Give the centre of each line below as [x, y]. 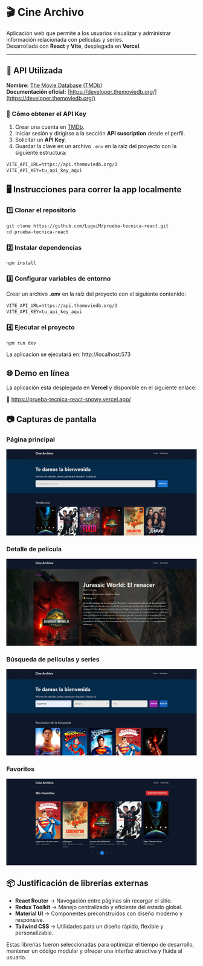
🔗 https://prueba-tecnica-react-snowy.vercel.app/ [69, 400]
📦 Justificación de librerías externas [77, 883]
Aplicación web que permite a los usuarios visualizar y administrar [89, 33]
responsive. [30, 920]
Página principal [31, 439]
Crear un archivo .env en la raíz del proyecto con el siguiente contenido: [96, 294]
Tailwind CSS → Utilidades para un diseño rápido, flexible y [89, 927]
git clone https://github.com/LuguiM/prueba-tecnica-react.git [88, 226]
